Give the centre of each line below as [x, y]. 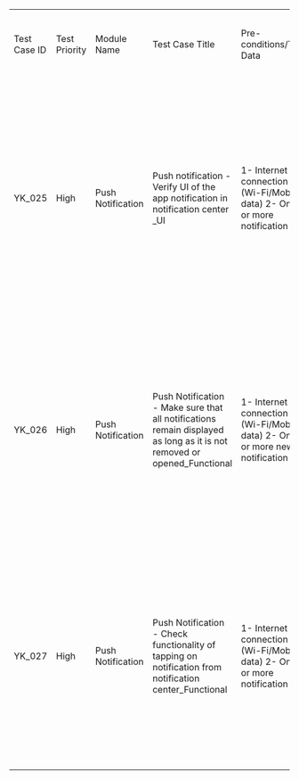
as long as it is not [190, 441]
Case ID [30, 50]
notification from [187, 667]
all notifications [184, 419]
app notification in [190, 198]
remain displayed [188, 430]
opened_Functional [193, 463]
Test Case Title [184, 44]
